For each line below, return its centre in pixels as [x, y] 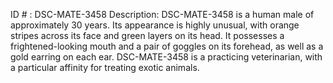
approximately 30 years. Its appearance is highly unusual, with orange [155, 25]
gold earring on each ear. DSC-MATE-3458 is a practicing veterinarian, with [166, 57]
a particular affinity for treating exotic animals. [105, 67]
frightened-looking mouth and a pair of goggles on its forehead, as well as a [167, 46]
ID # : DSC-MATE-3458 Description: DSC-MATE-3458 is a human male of [162, 14]
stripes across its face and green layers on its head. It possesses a [147, 35]
